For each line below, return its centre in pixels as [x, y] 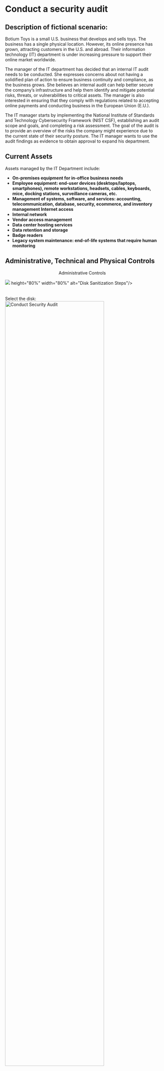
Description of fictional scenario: [56, 27]
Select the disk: [21, 299]
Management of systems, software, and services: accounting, [77, 199]
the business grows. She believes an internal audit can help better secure [79, 85]
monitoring [24, 246]
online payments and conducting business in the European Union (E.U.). [78, 106]
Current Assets [29, 157]
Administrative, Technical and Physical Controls [80, 261]
